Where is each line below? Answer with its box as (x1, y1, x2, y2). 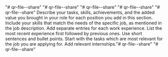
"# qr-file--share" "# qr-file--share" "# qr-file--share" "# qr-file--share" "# (5, 4, 160, 10)
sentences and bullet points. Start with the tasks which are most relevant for (5, 36, 163, 42)
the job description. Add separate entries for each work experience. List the (5, 25, 162, 31)
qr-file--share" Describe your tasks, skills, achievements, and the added (5, 9, 155, 15)
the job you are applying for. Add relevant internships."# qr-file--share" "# (5, 41, 158, 47)
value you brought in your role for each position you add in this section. (5, 15, 153, 20)
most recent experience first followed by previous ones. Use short (5, 31, 142, 36)
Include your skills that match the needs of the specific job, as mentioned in (5, 20, 162, 26)
